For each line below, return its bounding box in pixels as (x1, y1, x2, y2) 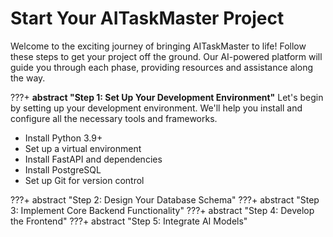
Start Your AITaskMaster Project (10, 7, 285, 30)
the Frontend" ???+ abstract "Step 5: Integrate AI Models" (10, 215, 248, 227)
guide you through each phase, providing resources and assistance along (10, 61, 314, 73)
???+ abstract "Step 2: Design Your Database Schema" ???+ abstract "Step (10, 193, 320, 206)
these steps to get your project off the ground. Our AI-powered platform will (10, 50, 323, 62)
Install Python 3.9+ (24, 132, 103, 144)
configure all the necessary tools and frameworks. (10, 112, 218, 124)
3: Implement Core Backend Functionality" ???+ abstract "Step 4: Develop (10, 204, 315, 216)
